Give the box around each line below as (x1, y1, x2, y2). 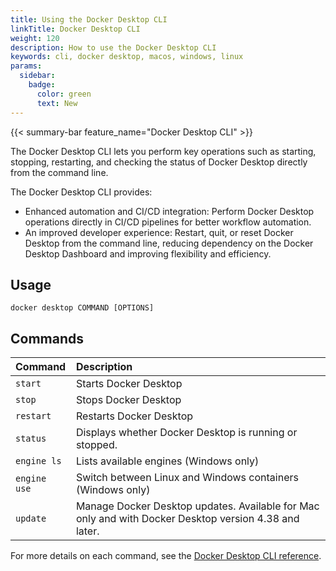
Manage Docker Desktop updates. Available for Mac (75, 499, 320, 513)
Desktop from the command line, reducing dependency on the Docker (24, 237, 314, 249)
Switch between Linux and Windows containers (75, 471, 299, 485)
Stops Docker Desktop (75, 393, 182, 407)
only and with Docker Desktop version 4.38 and (75, 512, 300, 526)
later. (75, 524, 100, 538)
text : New (36, 98, 78, 108)
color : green (36, 89, 92, 99)
